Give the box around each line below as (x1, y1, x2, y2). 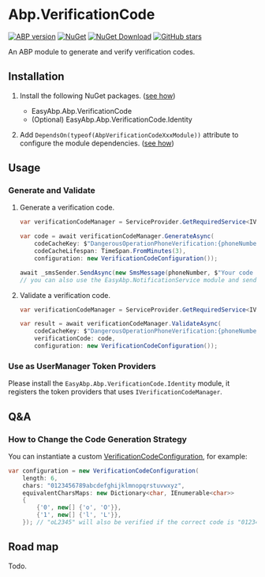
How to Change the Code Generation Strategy (8, 433, 188, 444)
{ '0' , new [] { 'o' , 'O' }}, (36, 503, 122, 511)
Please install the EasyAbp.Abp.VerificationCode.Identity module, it (8, 379, 230, 388)
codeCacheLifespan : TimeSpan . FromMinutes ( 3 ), (34, 247, 187, 255)
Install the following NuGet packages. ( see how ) (19, 91, 176, 100)
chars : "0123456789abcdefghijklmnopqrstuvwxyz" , (22, 481, 185, 489)
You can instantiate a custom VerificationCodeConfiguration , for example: (8, 451, 248, 461)
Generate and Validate (8, 185, 96, 196)
